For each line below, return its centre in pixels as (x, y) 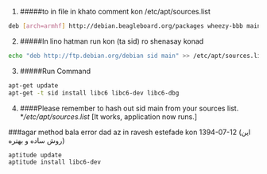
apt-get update (33, 85)
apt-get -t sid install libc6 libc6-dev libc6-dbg (94, 93)
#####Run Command (55, 71)
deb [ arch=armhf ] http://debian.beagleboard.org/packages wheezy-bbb (126, 26)
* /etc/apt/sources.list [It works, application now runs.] (108, 116)
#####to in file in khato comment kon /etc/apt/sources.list (115, 12)
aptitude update (35, 155)
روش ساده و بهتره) (37, 140)
